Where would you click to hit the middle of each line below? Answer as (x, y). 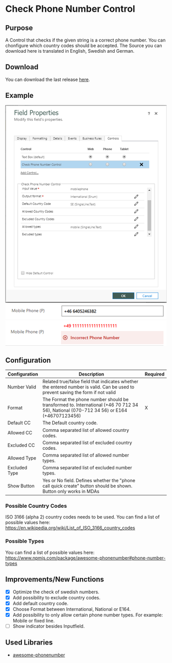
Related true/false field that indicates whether (91, 381)
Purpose (19, 28)
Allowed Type (22, 458)
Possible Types (25, 541)
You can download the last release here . (48, 79)
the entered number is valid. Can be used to (89, 387)
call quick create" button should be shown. (88, 486)
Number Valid (22, 387)
